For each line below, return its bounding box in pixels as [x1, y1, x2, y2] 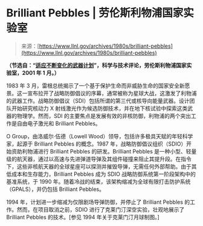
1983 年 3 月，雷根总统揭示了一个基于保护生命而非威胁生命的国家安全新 [6, 82, 185, 89]
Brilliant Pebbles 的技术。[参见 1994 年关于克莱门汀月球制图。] [6, 213, 160, 221]
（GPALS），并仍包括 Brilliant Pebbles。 [6, 186, 105, 193]
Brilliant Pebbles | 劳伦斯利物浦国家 [6, 6, 184, 20]
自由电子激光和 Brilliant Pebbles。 [16, 120, 101, 127]
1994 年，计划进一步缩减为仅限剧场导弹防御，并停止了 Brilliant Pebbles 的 [6, 198, 190, 205]
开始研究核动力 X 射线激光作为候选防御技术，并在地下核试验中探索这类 [11, 105, 188, 112]
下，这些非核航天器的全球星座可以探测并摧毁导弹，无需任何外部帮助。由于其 [6, 163, 197, 170]
